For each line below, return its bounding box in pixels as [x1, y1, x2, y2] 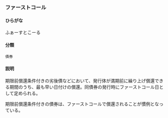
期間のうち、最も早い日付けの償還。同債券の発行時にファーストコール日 [9, 84, 159, 90]
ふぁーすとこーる [5, 30, 41, 36]
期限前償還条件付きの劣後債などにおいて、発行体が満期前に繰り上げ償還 [5, 77, 155, 83]
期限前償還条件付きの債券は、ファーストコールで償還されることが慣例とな [5, 101, 159, 107]
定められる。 [14, 90, 41, 96]
